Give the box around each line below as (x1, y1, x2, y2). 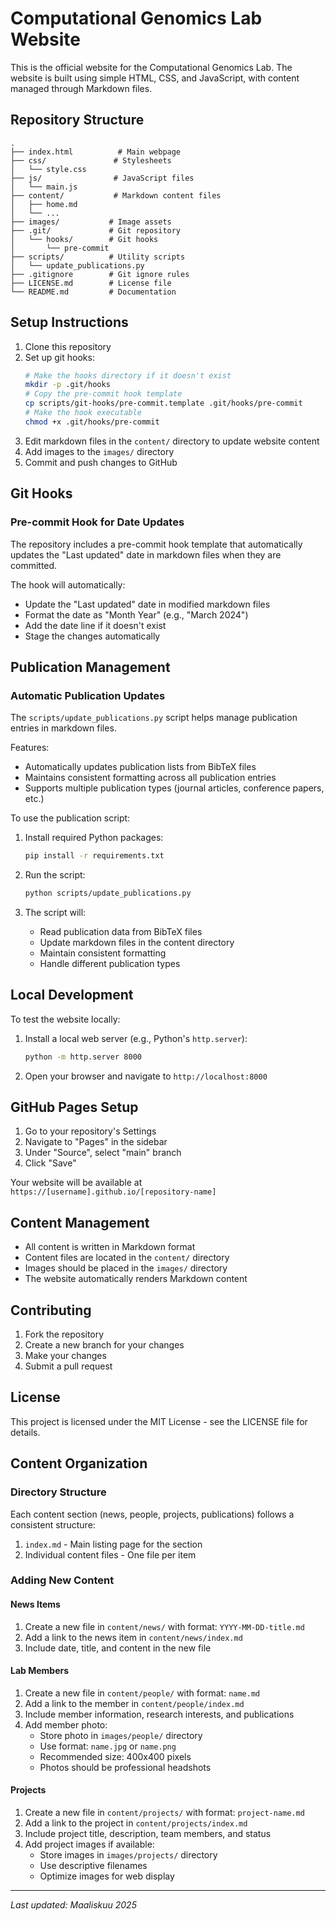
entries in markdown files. (10, 722, 117, 734)
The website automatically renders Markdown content (24, 1273, 248, 1285)
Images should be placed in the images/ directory (24, 1262, 228, 1274)
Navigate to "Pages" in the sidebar (24, 1136, 168, 1148)
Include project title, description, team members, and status (24, 1828, 272, 1840)
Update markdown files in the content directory (39, 936, 235, 948)
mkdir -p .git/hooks (24, 380, 111, 390)
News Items (10, 1598, 61, 1611)
